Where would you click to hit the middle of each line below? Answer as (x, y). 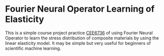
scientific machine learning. (33, 48)
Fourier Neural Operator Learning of (80, 9)
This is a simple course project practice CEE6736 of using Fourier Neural (79, 33)
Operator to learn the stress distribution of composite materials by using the (82, 38)
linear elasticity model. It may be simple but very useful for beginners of (78, 43)
